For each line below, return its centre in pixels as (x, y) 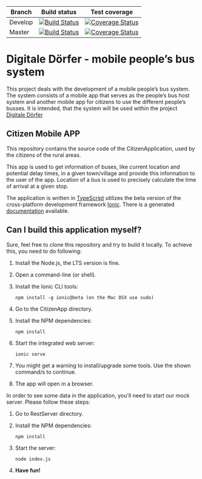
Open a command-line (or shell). (56, 274)
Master (19, 32)
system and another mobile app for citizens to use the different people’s (96, 102)
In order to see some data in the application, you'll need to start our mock (98, 395)
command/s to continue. (45, 372)
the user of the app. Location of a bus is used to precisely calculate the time (101, 179)
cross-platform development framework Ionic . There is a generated (90, 204)
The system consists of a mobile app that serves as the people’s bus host (98, 95)
